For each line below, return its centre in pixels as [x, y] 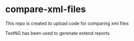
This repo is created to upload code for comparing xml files [67, 23]
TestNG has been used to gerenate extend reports [57, 33]
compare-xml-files [46, 9]
